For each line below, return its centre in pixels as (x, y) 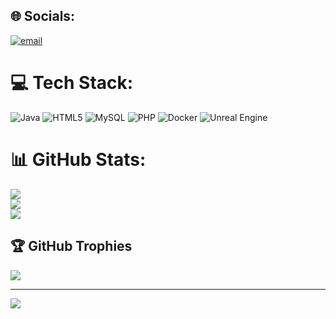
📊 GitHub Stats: (78, 159)
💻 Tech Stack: (72, 83)
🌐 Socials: (43, 16)
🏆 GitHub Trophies (71, 246)
